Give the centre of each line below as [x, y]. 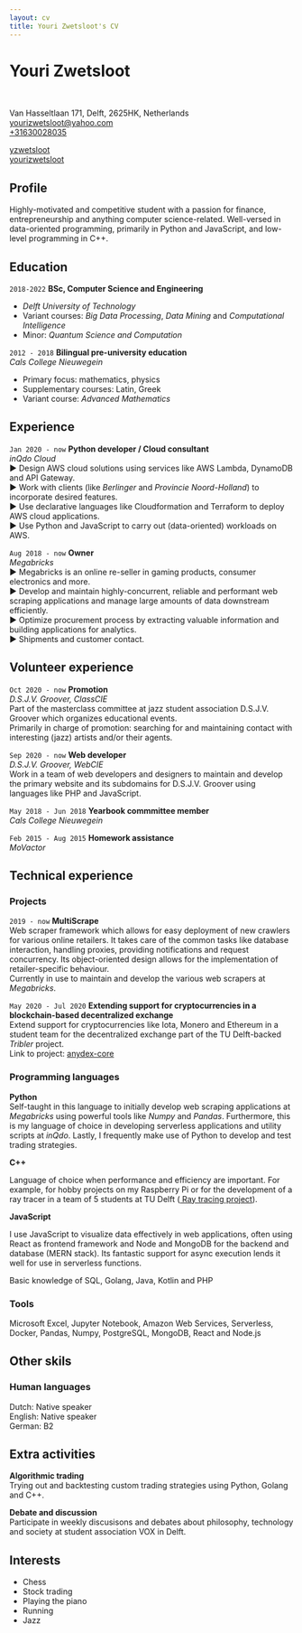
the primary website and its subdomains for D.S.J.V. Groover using [133, 783]
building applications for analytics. [73, 630]
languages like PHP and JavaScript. [75, 793]
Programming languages [64, 1078]
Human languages [50, 1387]
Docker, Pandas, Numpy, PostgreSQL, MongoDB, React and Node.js [135, 1332]
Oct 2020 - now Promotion [59, 689]
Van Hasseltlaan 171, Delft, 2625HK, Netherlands [99, 113]
